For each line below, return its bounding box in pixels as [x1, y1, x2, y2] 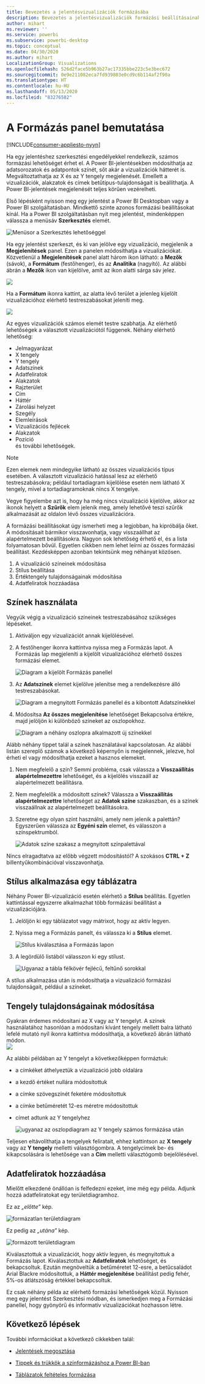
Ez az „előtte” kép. [6, 1203, 53, 1210]
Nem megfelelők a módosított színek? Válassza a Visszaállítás [15, 790, 173, 798]
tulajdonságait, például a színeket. [6, 983, 92, 990]
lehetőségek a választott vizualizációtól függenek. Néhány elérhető [6, 326, 176, 334]
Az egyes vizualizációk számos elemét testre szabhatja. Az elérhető [6, 320, 177, 327]
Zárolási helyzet [15, 403, 56, 410]
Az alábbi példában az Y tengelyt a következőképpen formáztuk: [6, 1055, 168, 1062]
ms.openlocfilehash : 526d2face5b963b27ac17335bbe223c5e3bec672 [6, 65, 171, 72]
